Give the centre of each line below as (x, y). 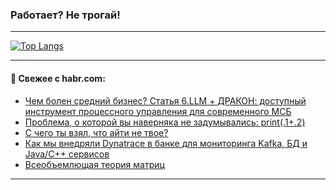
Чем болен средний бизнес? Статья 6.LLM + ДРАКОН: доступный (165, 100)
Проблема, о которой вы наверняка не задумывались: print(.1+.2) (165, 122)
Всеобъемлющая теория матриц (94, 164)
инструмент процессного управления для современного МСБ (158, 111)
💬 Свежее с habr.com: (58, 78)
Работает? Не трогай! (65, 15)
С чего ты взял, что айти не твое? (96, 132)
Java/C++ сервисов (67, 154)
